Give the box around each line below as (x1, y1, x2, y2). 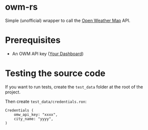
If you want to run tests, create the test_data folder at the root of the (5, 84, 143, 90)
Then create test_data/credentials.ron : (5, 98, 87, 104)
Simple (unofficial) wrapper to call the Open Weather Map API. (5, 18, 130, 23)
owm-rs (5, 1, 38, 13)
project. (5, 89, 21, 95)
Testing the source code (5, 68, 106, 79)
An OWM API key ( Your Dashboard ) (12, 51, 84, 56)
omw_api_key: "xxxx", (14, 112, 58, 117)
